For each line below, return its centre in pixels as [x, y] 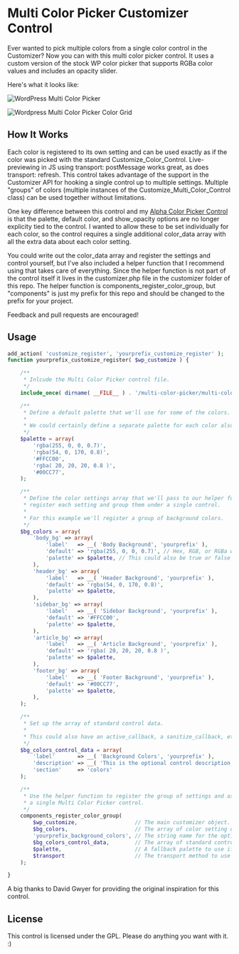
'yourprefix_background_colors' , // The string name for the [126, 836]
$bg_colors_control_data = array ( [71, 750]
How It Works [38, 135]
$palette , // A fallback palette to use [128, 849]
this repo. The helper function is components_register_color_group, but [111, 285]
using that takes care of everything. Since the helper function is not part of [117, 270]
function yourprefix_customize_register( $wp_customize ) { [99, 360]
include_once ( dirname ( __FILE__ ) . [76, 393]
